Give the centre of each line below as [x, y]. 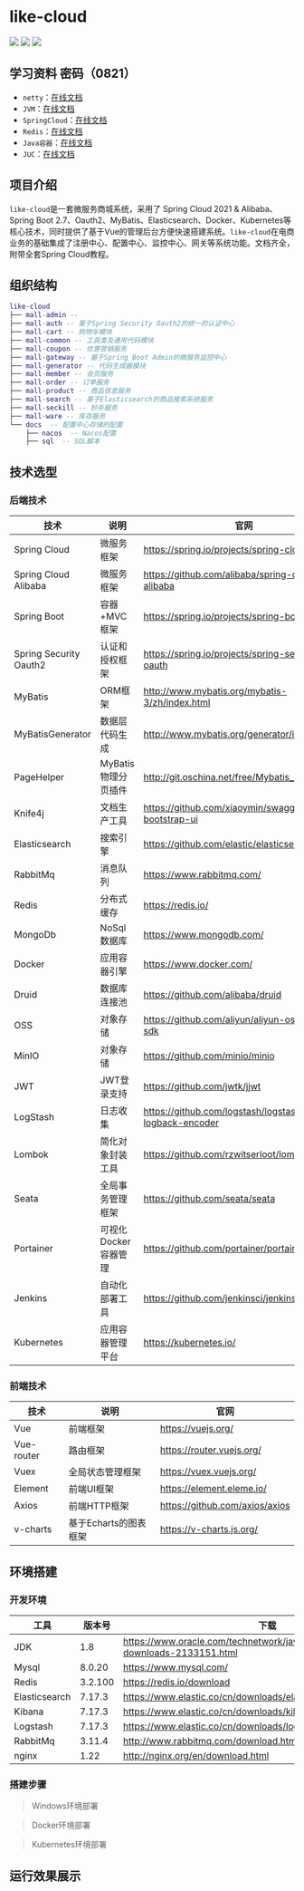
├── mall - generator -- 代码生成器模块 [78, 366]
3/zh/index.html [177, 702]
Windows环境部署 [65, 1806]
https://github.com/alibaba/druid [213, 994]
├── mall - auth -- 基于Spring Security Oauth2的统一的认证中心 [122, 323]
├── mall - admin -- [44, 315]
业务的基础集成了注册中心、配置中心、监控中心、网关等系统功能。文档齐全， [152, 243]
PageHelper [39, 777]
